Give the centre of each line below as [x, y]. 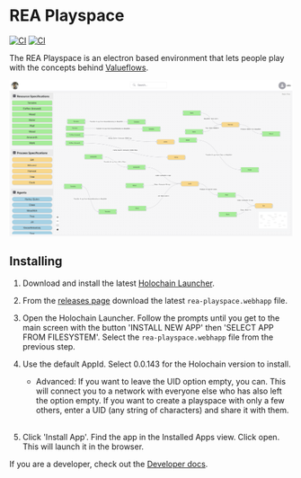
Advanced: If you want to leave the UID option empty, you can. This [160, 381]
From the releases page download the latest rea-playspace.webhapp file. [155, 300]
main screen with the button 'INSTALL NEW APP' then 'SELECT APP [148, 327]
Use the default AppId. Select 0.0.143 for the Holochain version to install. [156, 364]
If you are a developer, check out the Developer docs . [109, 464]
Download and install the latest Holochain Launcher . [119, 283]
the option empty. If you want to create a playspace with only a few [160, 400]
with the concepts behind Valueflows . [79, 67]
